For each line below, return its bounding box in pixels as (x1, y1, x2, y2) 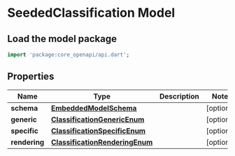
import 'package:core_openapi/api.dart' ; (7, 51, 130, 58)
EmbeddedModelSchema (51, 103, 137, 113)
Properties (7, 71, 55, 83)
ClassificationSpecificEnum (51, 126, 145, 136)
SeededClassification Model (7, 5, 176, 21)
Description (159, 91, 199, 101)
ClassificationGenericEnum (51, 114, 145, 124)
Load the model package (7, 33, 117, 45)
